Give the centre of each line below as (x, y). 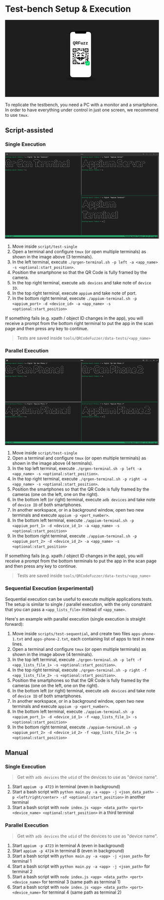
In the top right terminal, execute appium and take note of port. (74, 293)
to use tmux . (17, 115)
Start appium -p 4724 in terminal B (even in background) (68, 851)
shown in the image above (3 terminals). (52, 257)
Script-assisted (29, 130)
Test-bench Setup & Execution (68, 9)
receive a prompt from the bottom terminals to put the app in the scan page (81, 561)
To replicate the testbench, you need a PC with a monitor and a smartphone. (82, 105)
